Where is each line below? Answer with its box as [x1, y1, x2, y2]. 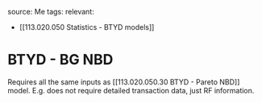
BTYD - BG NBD [7, 51, 114, 69]
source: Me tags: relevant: [7, 7, 94, 16]
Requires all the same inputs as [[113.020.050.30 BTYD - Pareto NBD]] [7, 76, 240, 87]
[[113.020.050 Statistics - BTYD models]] [19, 23, 155, 31]
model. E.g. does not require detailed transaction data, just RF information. [7, 85, 255, 95]
